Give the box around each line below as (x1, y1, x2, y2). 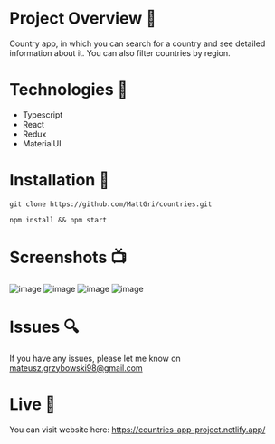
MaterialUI (22, 137, 62, 148)
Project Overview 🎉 (9, 8, 156, 29)
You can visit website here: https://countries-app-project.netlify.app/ (9, 424, 266, 435)
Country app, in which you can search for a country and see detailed (9, 38, 266, 49)
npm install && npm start (9, 215, 107, 224)
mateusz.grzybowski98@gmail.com (9, 362, 143, 373)
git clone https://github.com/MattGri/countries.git (9, 199, 213, 209)
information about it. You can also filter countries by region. (9, 47, 231, 58)
